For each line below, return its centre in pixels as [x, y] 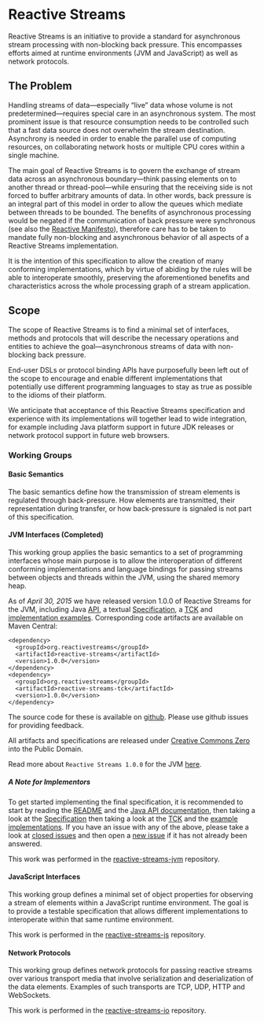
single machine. [34, 155]
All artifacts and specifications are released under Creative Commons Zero [129, 740]
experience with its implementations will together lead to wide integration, [128, 418]
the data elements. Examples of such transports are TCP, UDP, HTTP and [126, 987]
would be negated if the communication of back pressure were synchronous [132, 220]
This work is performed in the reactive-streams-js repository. [107, 935]
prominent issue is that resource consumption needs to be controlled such [128, 121]
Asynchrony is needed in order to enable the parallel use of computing [122, 138]
